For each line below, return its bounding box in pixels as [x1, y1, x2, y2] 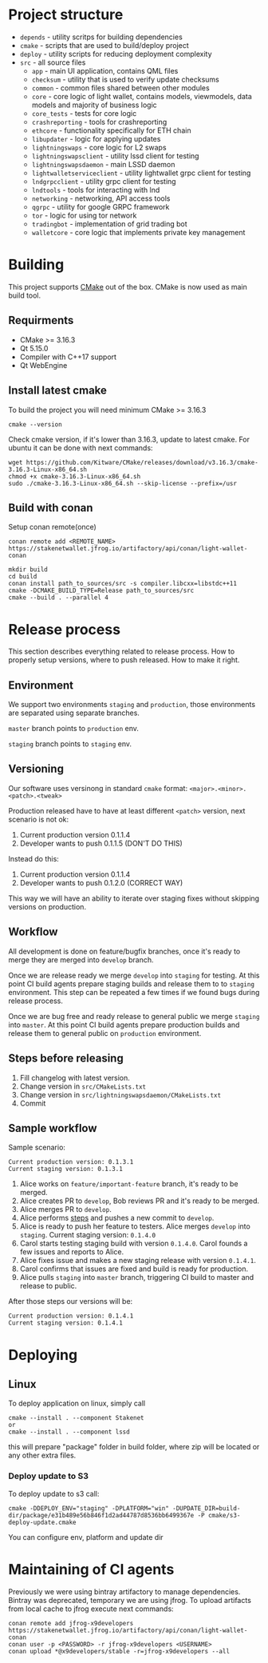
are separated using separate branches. [8, 708, 140, 718]
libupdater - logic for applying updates [31, 134, 161, 143]
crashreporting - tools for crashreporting [31, 117, 167, 126]
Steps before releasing [8, 1052, 124, 1065]
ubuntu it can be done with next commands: [8, 442, 153, 453]
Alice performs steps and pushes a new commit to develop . [19, 1213, 215, 1223]
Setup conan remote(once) [8, 522, 97, 532]
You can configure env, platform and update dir [8, 1532, 164, 1541]
